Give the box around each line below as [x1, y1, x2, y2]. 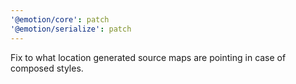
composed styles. [10, 62, 84, 74]
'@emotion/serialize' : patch [10, 24, 132, 34]
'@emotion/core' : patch [10, 14, 110, 25]
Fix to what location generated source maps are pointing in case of [10, 51, 287, 63]
